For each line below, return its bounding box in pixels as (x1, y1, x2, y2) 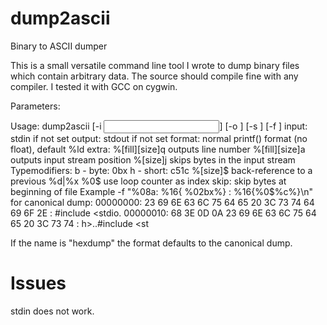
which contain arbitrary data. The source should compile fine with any (10, 70, 299, 82)
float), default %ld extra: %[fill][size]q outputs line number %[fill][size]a (10, 143, 306, 155)
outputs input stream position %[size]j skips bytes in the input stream (10, 153, 296, 166)
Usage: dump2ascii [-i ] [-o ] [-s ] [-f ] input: (10, 120, 308, 132)
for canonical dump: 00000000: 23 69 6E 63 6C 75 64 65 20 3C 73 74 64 (10, 196, 315, 208)
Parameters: (10, 100, 61, 112)
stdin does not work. (10, 305, 95, 317)
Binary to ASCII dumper (10, 40, 108, 52)
